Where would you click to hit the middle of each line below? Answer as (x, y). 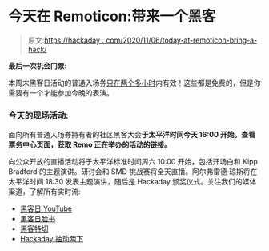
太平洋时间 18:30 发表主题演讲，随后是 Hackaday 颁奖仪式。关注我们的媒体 (132, 182)
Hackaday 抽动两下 (52, 239)
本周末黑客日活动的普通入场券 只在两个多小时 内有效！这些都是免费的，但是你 (134, 83)
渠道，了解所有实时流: (45, 192)
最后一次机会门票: (38, 66)
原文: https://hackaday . (66, 40)
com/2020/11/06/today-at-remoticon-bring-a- (182, 40)
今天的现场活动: (38, 115)
